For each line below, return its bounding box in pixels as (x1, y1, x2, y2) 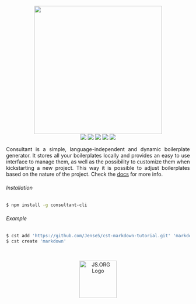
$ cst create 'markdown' (6, 238, 66, 244)
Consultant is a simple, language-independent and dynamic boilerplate (6, 146, 190, 152)
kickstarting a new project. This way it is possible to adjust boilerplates (6, 165, 190, 171)
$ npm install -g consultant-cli (6, 202, 87, 208)
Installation (6, 184, 33, 191)
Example (6, 214, 27, 222)
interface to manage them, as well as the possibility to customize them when (6, 158, 190, 165)
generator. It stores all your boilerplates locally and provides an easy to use (6, 152, 190, 159)
